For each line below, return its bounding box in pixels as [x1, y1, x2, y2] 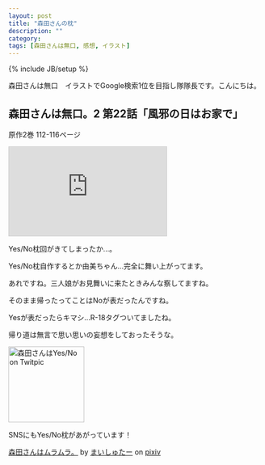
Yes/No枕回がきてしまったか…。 [8, 243, 117, 253]
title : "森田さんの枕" [8, 19, 78, 27]
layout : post [8, 11, 53, 20]
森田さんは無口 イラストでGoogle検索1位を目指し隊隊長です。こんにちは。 [8, 81, 261, 91]
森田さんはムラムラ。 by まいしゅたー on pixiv [8, 446, 162, 457]
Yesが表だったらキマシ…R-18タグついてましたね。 [8, 312, 176, 322]
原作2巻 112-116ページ [8, 129, 81, 139]
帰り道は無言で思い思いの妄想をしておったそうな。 [8, 329, 179, 340]
